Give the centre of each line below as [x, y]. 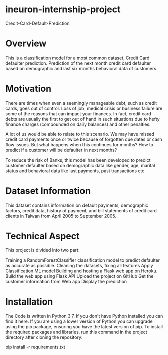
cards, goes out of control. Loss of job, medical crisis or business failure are [84, 108]
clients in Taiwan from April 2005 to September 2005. [61, 216]
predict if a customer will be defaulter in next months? [61, 150]
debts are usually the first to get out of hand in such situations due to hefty [82, 119]
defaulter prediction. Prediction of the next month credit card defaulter [78, 63]
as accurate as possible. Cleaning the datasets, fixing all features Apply [79, 265]
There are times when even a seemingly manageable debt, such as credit [81, 103]
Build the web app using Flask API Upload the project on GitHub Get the [79, 276]
